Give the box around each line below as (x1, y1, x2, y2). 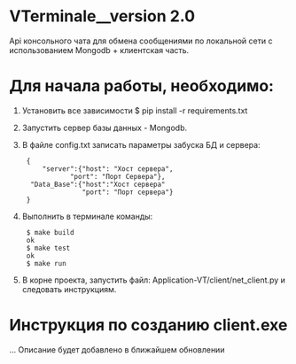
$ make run (26, 259, 66, 267)
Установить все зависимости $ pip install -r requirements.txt (21, 105, 248, 116)
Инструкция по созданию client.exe (9, 315, 288, 336)
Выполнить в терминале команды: (21, 211, 153, 221)
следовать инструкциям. (21, 283, 117, 294)
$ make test (26, 244, 71, 252)
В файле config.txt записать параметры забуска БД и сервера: (21, 139, 261, 150)
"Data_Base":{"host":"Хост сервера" (30, 180, 166, 189)
